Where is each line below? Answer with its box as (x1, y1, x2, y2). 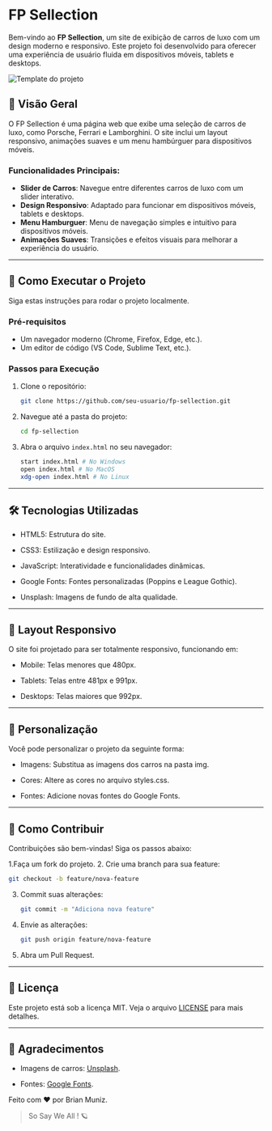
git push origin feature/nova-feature (19, 935, 151, 943)
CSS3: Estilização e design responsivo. (19, 544, 151, 555)
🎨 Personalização (8, 722, 99, 736)
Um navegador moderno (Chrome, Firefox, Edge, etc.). (19, 334, 202, 345)
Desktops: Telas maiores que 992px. (19, 692, 142, 701)
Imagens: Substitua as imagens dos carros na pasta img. (19, 760, 210, 769)
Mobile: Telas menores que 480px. (19, 660, 137, 670)
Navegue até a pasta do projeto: (19, 412, 128, 421)
